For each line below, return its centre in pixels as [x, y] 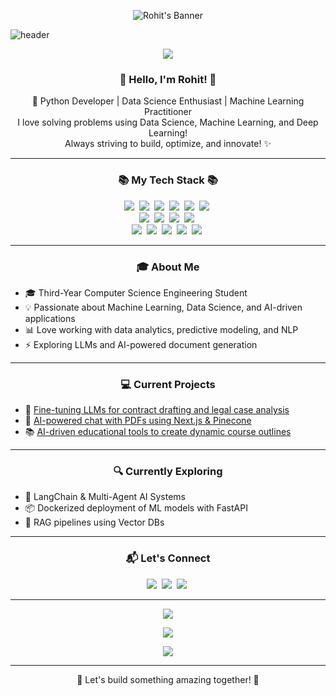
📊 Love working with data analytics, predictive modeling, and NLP [161, 329]
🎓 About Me [168, 267]
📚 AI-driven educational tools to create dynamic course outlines [158, 432]
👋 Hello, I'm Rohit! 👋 [168, 79]
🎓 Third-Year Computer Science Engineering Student [136, 292]
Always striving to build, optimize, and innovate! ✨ [168, 144]
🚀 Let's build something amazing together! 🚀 [168, 679]
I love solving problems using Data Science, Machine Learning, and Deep [168, 122]
